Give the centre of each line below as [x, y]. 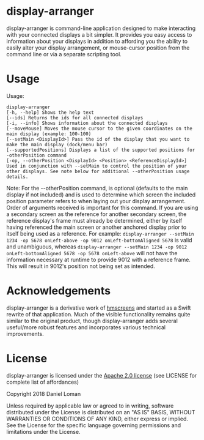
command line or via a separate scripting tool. [64, 54]
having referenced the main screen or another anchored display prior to [97, 227]
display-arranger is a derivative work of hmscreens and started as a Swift [99, 308]
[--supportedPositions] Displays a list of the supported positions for [101, 150]
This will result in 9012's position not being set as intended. [81, 266]
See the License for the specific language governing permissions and [94, 425]
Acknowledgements [59, 291]
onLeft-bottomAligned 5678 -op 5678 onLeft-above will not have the [92, 253]
